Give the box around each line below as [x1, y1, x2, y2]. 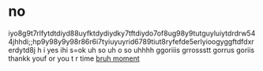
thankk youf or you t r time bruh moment [8, 54, 140, 63]
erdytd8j [8, 45, 36, 54]
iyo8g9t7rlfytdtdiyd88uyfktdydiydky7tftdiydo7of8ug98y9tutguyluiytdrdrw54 [8, 28, 256, 38]
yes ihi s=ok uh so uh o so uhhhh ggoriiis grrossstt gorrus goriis [47, 45, 255, 54]
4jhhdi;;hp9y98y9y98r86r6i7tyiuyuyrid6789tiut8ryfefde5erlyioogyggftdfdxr [8, 36, 254, 46]
